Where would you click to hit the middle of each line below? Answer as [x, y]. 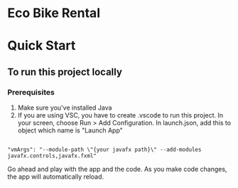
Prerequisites [31, 92]
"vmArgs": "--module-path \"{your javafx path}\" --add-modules [104, 150]
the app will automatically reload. [56, 177]
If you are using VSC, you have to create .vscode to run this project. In [120, 115]
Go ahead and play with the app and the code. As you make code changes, [117, 169]
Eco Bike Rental [54, 13]
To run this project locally [65, 72]
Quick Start [42, 46]
